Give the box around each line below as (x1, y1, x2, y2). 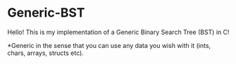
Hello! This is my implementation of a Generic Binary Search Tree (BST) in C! (7, 28, 230, 36)
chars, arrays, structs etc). (7, 49, 85, 57)
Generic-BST (7, 5, 85, 21)
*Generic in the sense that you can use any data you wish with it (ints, (7, 41, 211, 49)
